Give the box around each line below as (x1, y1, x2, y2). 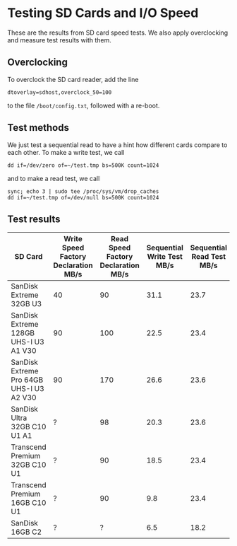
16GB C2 (11, 527, 42, 537)
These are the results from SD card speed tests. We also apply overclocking (7, 28, 229, 37)
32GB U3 (11, 299, 42, 309)
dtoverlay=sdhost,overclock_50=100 (7, 88, 112, 96)
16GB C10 (11, 498, 47, 508)
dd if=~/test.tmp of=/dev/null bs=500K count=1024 (7, 194, 159, 201)
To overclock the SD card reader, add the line (7, 75, 139, 83)
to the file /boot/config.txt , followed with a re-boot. (7, 101, 160, 110)
